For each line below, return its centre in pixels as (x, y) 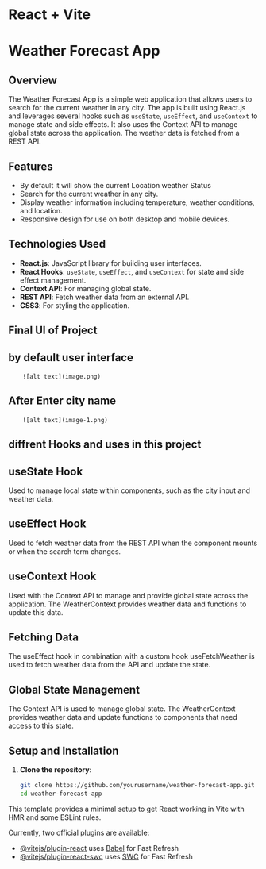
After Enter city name (62, 401)
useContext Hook (52, 577)
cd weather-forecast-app (61, 794)
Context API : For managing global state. (85, 288)
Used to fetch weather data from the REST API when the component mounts (133, 543)
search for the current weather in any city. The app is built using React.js (127, 108)
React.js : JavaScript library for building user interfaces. (111, 263)
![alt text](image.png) (62, 377)
